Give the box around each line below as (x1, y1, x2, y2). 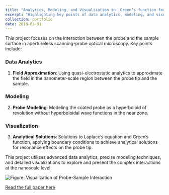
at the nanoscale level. (5, 165, 52, 171)
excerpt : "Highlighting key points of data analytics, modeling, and (5, 12, 154, 17)
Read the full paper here (5, 184, 55, 190)
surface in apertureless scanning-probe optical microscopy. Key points (5, 41, 152, 47)
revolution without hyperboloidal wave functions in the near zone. (12, 110, 149, 116)
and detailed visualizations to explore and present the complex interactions (5, 159, 161, 166)
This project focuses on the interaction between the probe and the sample (5, 35, 159, 41)
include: (5, 46, 22, 52)
